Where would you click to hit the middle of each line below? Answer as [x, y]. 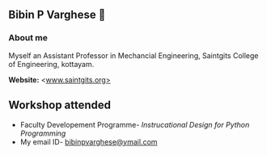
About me [28, 38]
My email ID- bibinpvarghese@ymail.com [89, 141]
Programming [43, 133]
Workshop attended [60, 105]
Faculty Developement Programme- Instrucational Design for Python [135, 124]
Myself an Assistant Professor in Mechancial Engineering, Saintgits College [133, 55]
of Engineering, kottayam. [51, 64]
